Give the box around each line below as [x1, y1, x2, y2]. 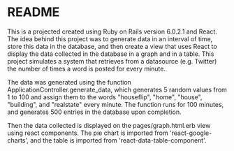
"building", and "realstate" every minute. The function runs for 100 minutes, [7, 100, 224, 108]
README [7, 4, 60, 20]
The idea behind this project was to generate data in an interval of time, [7, 34, 213, 43]
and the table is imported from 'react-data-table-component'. [30, 136, 207, 144]
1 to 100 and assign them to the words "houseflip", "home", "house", [7, 92, 203, 101]
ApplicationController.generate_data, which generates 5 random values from [7, 85, 227, 94]
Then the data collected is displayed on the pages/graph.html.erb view [7, 121, 211, 129]
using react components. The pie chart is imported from [7, 129, 169, 137]
